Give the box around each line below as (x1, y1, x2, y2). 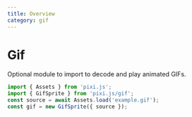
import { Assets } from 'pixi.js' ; (7, 83, 112, 91)
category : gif (7, 17, 49, 24)
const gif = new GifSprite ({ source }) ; (7, 103, 128, 111)
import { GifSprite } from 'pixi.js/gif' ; (7, 90, 134, 97)
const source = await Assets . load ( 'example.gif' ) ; (7, 97, 160, 104)
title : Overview (7, 10, 55, 18)
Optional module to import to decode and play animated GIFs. (7, 70, 186, 78)
